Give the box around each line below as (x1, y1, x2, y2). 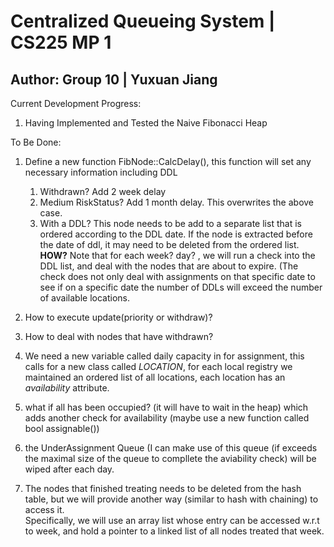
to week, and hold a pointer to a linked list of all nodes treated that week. (24, 525, 325, 537)
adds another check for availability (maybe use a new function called (24, 412, 310, 424)
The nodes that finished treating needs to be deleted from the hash (24, 483, 302, 494)
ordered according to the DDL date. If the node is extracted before (39, 228, 313, 240)
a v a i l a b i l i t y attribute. (24, 382, 110, 394)
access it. (24, 504, 65, 515)
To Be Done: (10, 136, 62, 148)
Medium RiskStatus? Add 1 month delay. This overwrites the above (39, 196, 315, 208)
